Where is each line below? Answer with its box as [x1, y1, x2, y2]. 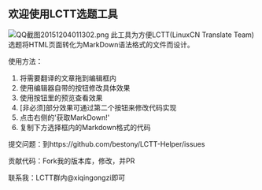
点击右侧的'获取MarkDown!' [19, 113, 110, 122]
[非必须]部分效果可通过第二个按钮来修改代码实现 [19, 102, 177, 112]
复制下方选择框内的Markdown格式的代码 [19, 122, 151, 132]
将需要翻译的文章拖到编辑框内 [19, 73, 116, 83]
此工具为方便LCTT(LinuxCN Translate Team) [110, 30, 254, 39]
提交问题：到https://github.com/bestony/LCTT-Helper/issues [8, 139, 205, 148]
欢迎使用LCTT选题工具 [8, 7, 118, 21]
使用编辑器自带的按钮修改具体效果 [19, 83, 131, 92]
